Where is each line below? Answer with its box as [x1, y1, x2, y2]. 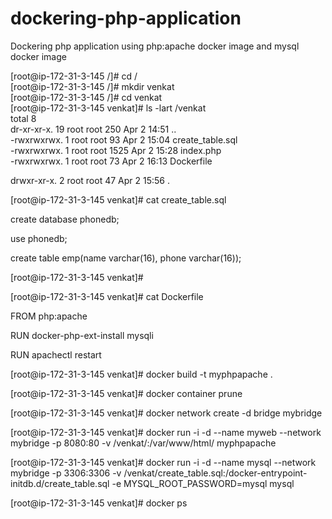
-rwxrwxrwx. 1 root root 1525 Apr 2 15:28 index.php [10, 144, 222, 156]
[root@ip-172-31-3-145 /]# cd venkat [10, 91, 163, 103]
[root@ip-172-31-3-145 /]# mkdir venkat [10, 80, 175, 92]
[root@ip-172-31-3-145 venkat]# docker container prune [10, 387, 243, 399]
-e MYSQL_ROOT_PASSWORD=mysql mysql [111, 477, 295, 489]
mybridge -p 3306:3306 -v [10, 467, 122, 479]
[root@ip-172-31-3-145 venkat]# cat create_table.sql [10, 193, 227, 206]
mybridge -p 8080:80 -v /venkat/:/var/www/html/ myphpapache [10, 437, 277, 449]
